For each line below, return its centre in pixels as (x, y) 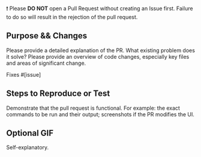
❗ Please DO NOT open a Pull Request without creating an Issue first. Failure (100, 8)
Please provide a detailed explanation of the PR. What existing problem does (100, 50)
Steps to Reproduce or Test (58, 94)
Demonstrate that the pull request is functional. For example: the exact (93, 108)
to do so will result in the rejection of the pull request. (72, 17)
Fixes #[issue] (24, 74)
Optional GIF (30, 133)
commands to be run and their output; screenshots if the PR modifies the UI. (100, 114)
